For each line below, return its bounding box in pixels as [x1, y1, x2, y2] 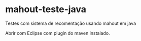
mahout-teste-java [5, 4, 86, 15]
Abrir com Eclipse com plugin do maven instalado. [5, 30, 110, 36]
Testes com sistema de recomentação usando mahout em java [5, 20, 136, 26]
